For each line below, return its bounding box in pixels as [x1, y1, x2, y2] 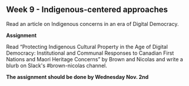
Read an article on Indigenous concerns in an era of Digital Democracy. [6, 20, 179, 27]
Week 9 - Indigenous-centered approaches [6, 5, 168, 15]
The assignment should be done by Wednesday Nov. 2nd [6, 73, 149, 80]
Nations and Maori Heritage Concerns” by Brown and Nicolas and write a [6, 55, 184, 62]
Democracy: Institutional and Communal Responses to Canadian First [6, 49, 174, 57]
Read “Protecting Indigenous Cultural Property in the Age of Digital [6, 43, 168, 50]
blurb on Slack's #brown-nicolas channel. [6, 62, 107, 69]
